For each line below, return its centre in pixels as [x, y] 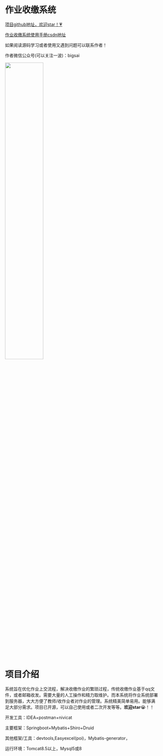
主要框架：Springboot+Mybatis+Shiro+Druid [49, 728]
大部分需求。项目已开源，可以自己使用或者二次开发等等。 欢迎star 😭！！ [81, 707]
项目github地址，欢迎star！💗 [34, 24]
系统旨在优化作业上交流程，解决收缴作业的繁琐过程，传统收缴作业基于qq [78, 689]
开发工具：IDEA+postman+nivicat [39, 717]
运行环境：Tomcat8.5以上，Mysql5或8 [43, 748]
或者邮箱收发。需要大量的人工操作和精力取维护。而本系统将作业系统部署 [86, 695]
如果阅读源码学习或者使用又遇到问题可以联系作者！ [56, 45]
